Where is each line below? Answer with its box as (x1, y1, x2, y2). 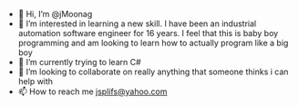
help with (17, 76, 53, 86)
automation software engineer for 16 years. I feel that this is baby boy (17, 28, 279, 38)
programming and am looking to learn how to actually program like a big (17, 37, 289, 48)
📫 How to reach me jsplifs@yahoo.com (17, 86, 168, 97)
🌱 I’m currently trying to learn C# (17, 57, 141, 67)
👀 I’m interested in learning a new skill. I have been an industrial (17, 18, 257, 29)
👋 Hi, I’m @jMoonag (17, 9, 93, 19)
